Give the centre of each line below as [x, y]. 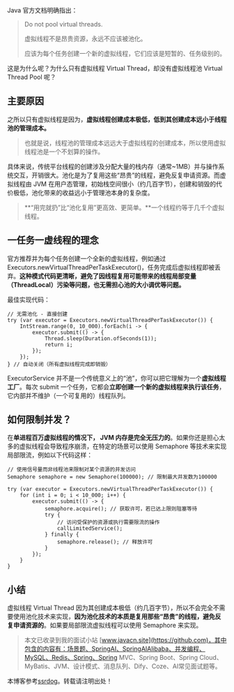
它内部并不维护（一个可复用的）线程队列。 [68, 395]
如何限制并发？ [39, 420]
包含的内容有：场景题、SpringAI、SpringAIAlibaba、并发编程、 [115, 649]
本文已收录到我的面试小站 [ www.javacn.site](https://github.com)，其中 [125, 640]
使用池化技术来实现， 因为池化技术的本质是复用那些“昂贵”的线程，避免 [114, 617]
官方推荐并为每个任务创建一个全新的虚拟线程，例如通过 [86, 258]
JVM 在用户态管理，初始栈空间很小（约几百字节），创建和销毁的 [125, 184]
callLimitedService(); [90, 529]
